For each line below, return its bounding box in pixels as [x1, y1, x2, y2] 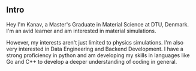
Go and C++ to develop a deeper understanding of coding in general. [6, 58, 177, 65]
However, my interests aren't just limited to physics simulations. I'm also [6, 39, 184, 46]
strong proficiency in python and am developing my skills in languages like [6, 51, 190, 59]
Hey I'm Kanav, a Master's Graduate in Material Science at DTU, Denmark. [6, 20, 189, 28]
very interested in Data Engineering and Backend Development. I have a [6, 45, 184, 52]
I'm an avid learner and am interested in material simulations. [6, 27, 156, 34]
